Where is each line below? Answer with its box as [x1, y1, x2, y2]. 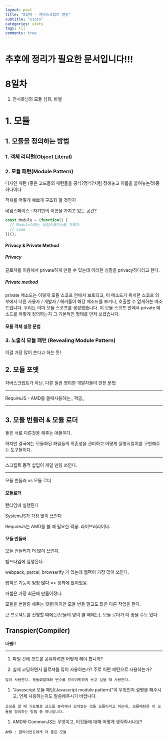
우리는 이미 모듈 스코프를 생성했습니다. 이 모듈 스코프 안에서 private [23, 304, 155, 310]
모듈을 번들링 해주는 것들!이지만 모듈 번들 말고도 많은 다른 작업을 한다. [5, 601, 141, 607]
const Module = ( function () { [5, 217, 68, 223]
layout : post [5, 7, 32, 13]
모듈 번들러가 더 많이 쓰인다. [5, 548, 60, 554]
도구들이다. [10, 447, 32, 453]
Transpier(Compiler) [5, 626, 70, 635]
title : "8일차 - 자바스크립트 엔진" [5, 12, 71, 17]
